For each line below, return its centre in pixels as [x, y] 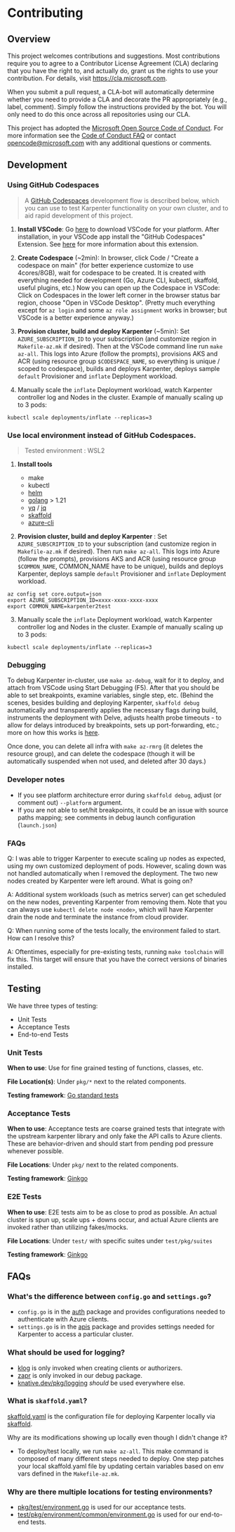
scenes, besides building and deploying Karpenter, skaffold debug [103, 703]
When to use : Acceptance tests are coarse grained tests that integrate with [116, 1129]
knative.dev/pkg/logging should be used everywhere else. [101, 1383]
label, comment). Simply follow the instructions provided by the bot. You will [117, 107]
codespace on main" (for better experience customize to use [106, 265]
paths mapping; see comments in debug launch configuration [106, 817]
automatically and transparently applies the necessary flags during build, [113, 710]
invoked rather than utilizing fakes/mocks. [68, 1227]
